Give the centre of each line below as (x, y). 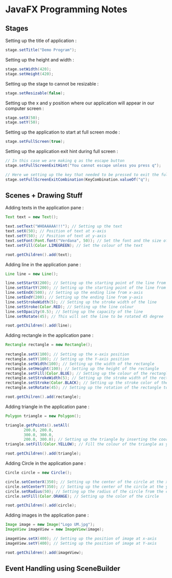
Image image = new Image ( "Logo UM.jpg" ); (50, 525)
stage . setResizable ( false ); (35, 93)
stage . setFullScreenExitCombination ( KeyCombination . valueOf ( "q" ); (78, 179)
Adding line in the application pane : (43, 264)
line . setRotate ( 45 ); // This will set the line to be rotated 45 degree (84, 316)
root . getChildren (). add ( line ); (39, 326)
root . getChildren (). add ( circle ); (41, 505)
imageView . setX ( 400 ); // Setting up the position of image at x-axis (81, 539)
